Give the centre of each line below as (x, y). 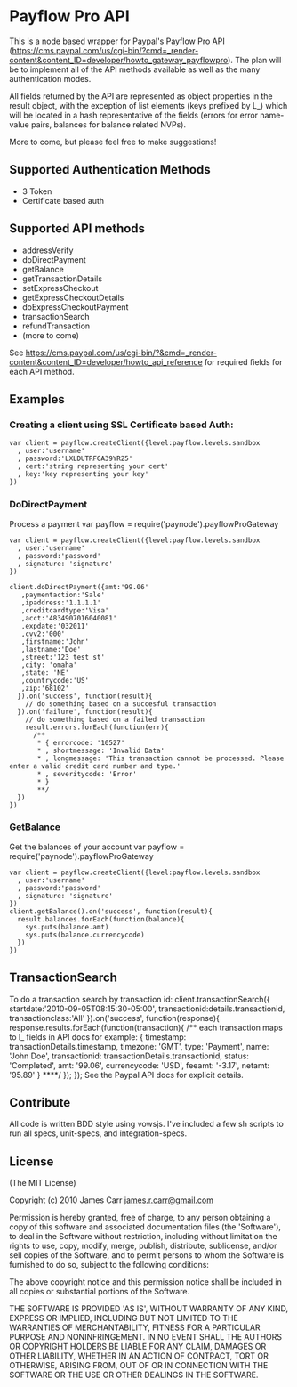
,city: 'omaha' (49, 665)
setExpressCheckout (60, 288)
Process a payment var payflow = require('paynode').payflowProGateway (144, 523)
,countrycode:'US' (55, 680)
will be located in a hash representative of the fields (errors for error (134, 115)
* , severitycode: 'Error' (87, 774)
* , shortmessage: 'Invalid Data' (101, 750)
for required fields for (243, 361)
